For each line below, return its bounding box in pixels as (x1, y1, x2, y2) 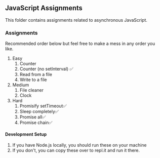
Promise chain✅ (19, 119, 53, 125)
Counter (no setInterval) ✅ (19, 66, 74, 72)
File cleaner (19, 87, 43, 93)
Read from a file (19, 72, 52, 78)
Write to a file (19, 77, 47, 83)
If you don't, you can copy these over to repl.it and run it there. (12, 148, 140, 154)
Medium (12, 82, 30, 88)
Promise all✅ (19, 114, 46, 120)
